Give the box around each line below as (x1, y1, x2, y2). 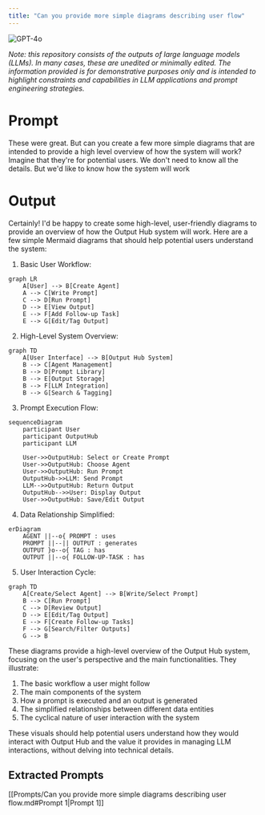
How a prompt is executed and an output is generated (19, 695, 198, 705)
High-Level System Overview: (19, 330, 118, 341)
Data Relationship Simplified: (19, 509, 114, 519)
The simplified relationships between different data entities (19, 703, 215, 714)
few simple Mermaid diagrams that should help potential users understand (8, 235, 254, 245)
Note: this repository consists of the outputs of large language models (8, 49, 240, 59)
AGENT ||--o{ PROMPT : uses (22, 532, 116, 540)
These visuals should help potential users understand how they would (8, 728, 239, 738)
